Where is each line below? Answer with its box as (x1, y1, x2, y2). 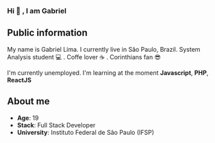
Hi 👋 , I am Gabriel (7, 6, 67, 16)
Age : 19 (16, 114, 39, 122)
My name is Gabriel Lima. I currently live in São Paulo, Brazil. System (7, 45, 201, 53)
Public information (7, 27, 88, 39)
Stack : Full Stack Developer (16, 121, 96, 129)
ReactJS (7, 76, 32, 84)
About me (7, 95, 50, 108)
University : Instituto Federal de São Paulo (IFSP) (16, 128, 155, 136)
